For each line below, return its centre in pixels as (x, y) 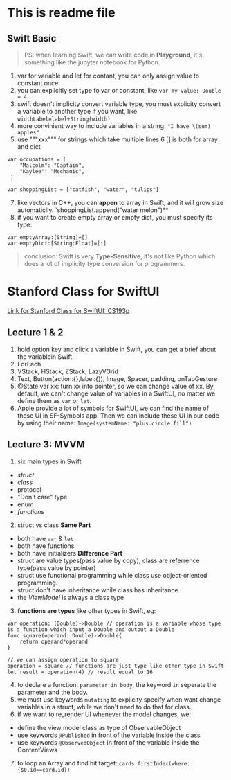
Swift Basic (32, 38)
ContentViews (37, 750)
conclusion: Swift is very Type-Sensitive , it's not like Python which (120, 256)
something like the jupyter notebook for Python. (92, 62)
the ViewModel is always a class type (71, 597)
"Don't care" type (42, 497)
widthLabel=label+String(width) (64, 119)
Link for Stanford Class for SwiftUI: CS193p (68, 310)
